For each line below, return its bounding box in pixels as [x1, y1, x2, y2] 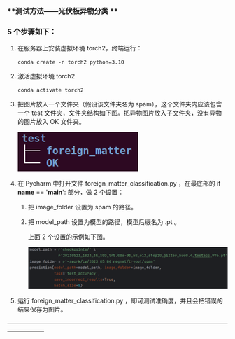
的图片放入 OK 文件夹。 [17, 118, 85, 126]
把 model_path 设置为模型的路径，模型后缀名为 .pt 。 [27, 218, 180, 226]
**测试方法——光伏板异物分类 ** [7, 6, 119, 15]
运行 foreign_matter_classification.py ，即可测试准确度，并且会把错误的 [17, 296, 223, 305]
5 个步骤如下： [7, 27, 57, 36]
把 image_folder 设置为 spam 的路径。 [27, 203, 138, 212]
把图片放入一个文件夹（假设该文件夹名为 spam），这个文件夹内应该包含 [17, 100, 222, 109]
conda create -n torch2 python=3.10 [17, 59, 124, 66]
